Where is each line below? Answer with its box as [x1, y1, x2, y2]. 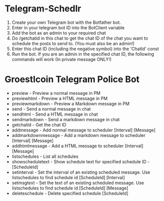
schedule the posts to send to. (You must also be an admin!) [11, 40, 135, 46]
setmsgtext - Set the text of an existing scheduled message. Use [11, 180, 144, 186]
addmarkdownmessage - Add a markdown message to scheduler [11, 132, 146, 138]
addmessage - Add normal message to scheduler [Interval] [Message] [11, 127, 156, 133]
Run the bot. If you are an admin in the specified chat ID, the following [11, 51, 155, 57]
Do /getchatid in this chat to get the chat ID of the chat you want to [11, 35, 148, 41]
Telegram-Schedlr [4, 3, 81, 14]
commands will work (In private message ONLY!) [11, 56, 112, 62]
